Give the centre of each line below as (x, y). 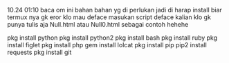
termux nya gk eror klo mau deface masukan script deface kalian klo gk (109, 17)
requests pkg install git (39, 52)
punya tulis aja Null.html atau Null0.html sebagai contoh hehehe (98, 24)
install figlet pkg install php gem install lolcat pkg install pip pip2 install (107, 45)
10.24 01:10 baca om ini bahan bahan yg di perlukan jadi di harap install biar (115, 10)
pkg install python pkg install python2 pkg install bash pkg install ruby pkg (112, 38)
